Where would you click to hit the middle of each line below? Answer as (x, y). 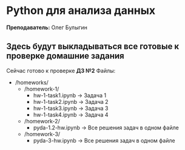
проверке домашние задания (65, 56)
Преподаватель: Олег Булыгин (47, 27)
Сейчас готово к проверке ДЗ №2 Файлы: (61, 70)
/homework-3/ (42, 134)
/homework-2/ (42, 121)
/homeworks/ (32, 82)
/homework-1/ (42, 89)
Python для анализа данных (81, 11)
